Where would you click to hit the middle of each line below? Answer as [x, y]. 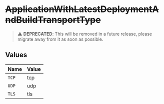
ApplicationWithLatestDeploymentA [82, 9]
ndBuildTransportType [53, 20]
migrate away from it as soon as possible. [60, 39]
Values [16, 55]
